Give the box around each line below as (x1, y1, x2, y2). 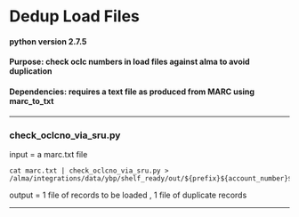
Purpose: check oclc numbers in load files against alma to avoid (9, 56, 251, 68)
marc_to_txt (9, 95, 54, 106)
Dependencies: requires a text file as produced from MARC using (9, 86, 255, 97)
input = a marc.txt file (9, 149, 88, 159)
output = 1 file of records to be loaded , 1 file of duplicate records (9, 189, 247, 200)
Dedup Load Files (9, 6, 141, 27)
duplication (9, 66, 53, 76)
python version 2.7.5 (9, 36, 87, 46)
